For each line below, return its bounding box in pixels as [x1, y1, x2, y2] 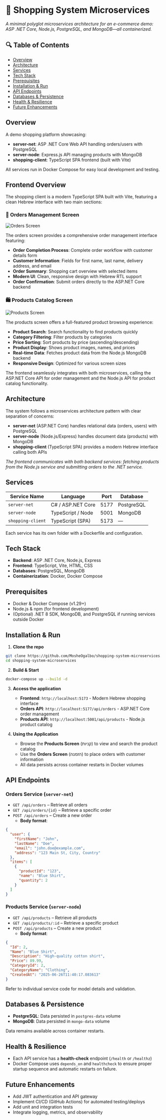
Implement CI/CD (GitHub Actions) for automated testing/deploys [12, 1099, 145, 1105]
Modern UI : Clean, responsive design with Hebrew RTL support [12, 273, 142, 279]
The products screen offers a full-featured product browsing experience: [5, 319, 154, 325]
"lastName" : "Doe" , [14, 841, 55, 846]
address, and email [12, 263, 52, 269]
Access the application [12, 685, 61, 692]
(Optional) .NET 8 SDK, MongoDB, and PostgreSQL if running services [12, 611, 156, 617]
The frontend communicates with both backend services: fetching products [5, 459, 159, 465]
